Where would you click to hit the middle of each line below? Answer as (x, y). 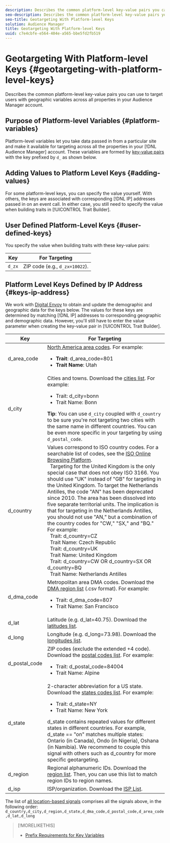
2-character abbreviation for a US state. (95, 686)
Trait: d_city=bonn (77, 396)
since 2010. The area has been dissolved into (101, 498)
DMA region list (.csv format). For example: (98, 589)
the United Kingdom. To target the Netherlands (103, 486)
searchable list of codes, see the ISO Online (99, 454)
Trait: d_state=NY (76, 704)
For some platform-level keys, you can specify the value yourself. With (79, 193)
